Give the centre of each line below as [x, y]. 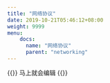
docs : [28, 39]
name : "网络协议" [48, 46]
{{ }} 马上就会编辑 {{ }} [37, 73]
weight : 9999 [26, 26]
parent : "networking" [57, 53]
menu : [15, 33]
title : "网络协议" [32, 13]
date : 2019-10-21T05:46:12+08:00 [55, 20]
